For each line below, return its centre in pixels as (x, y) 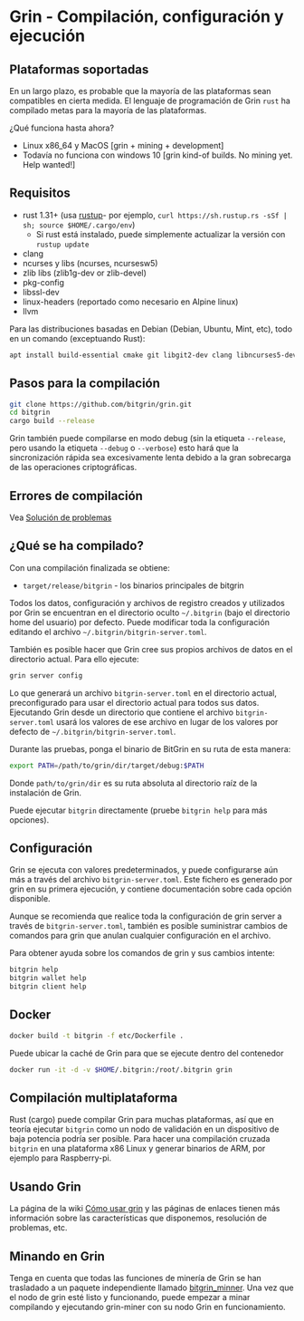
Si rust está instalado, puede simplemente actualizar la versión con (161, 234)
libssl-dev (41, 292)
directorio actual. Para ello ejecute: (74, 659)
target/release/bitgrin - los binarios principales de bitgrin (133, 585)
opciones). (29, 820)
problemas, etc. (38, 1228)
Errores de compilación (76, 496)
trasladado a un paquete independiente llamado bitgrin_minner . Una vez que (152, 1287)
